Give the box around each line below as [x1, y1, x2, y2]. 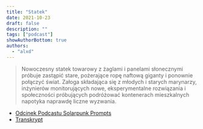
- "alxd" [12, 49, 34, 55]
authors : [6, 43, 29, 49]
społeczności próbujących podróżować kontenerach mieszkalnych [21, 91, 190, 98]
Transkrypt [15, 116, 43, 123]
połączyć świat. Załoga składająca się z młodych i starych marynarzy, [21, 78, 197, 85]
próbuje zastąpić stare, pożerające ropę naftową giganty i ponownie [21, 71, 193, 79]
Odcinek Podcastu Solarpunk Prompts [15, 109, 112, 116]
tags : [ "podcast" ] [6, 32, 53, 38]
